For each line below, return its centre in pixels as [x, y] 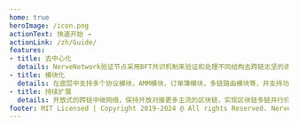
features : [27, 51]
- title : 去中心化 [41, 59]
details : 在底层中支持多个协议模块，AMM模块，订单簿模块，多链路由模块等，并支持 [150, 83]
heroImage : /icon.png [49, 26]
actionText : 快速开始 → [50, 34]
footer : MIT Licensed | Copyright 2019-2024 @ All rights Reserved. [138, 108]
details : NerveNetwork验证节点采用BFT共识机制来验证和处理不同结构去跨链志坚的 [151, 67]
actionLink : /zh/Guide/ [53, 42]
